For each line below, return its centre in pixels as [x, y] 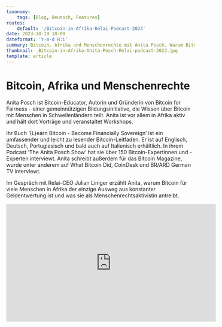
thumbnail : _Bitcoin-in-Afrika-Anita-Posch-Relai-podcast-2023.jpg [92, 51]
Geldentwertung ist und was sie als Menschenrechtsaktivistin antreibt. [93, 195]
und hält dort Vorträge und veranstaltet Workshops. [70, 121]
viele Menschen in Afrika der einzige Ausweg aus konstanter [81, 189]
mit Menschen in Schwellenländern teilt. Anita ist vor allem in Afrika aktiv [96, 115]
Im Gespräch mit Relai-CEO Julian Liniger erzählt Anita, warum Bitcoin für [97, 182]
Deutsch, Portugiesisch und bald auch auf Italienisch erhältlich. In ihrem [95, 146]
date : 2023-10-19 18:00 [36, 34]
